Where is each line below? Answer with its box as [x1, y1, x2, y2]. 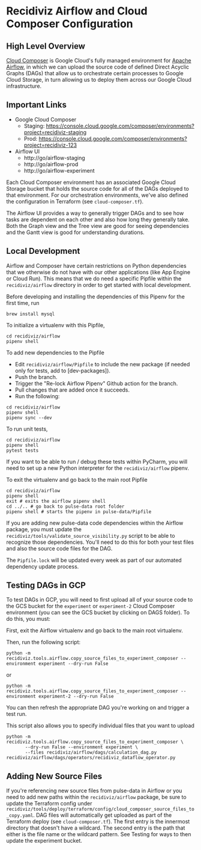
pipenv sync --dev [6, 414, 52, 420]
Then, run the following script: [6, 639, 81, 646]
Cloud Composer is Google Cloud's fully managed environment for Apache [6, 57, 191, 64]
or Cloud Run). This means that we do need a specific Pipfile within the [6, 275, 182, 282]
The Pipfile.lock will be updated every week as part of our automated [6, 556, 182, 564]
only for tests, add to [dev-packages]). [14, 367, 111, 374]
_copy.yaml [6, 813, 34, 819]
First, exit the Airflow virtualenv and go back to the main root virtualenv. [6, 627, 183, 634]
